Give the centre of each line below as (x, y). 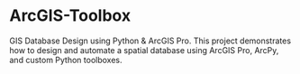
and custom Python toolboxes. (66, 60)
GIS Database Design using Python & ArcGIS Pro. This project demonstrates (150, 41)
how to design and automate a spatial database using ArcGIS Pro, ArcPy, (144, 50)
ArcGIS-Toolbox (70, 16)
